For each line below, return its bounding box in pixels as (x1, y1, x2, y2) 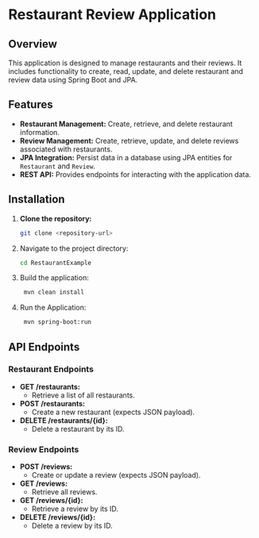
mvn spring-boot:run (23, 318, 91, 326)
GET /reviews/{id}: (19, 496, 83, 505)
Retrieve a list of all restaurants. (31, 390, 135, 400)
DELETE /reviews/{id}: (19, 513, 96, 522)
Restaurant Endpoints (8, 363, 94, 375)
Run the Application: (19, 303, 87, 313)
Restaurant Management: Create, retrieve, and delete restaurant (19, 119, 233, 129)
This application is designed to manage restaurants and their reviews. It (8, 58, 242, 67)
